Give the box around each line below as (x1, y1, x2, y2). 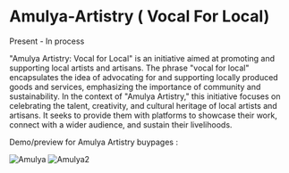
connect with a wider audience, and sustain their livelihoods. (9, 119, 233, 130)
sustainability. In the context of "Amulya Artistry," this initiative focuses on (9, 91, 281, 102)
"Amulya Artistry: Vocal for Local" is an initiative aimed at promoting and (9, 53, 276, 63)
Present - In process (9, 36, 85, 46)
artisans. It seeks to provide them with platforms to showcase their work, (9, 110, 277, 120)
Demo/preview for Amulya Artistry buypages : (9, 136, 179, 147)
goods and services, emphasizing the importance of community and (9, 81, 261, 92)
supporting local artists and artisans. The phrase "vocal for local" (9, 62, 250, 73)
